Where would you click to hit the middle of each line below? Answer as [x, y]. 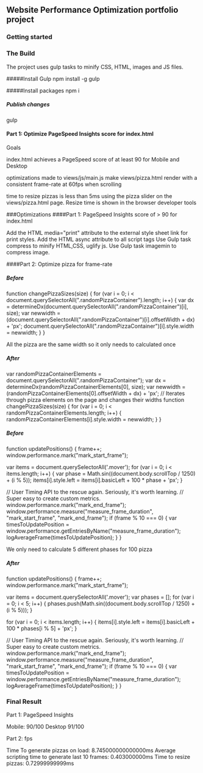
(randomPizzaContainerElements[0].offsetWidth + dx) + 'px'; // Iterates [96, 393]
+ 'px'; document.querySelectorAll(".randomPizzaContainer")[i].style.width [100, 326]
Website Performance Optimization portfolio [92, 10]
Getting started [30, 37]
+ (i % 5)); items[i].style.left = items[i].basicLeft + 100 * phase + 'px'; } [94, 480]
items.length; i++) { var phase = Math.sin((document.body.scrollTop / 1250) [101, 473]
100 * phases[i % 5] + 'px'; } [42, 628]
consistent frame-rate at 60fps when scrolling [64, 184]
